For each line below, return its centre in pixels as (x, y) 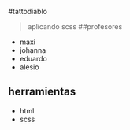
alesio (29, 67)
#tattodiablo (28, 11)
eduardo (33, 59)
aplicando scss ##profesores (75, 26)
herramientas (42, 92)
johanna (33, 50)
